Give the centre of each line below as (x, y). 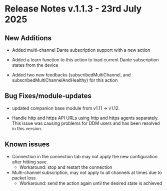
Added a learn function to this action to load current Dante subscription (85, 60)
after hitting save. (30, 162)
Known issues (27, 145)
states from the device (35, 65)
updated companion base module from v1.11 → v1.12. (66, 108)
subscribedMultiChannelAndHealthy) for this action (65, 80)
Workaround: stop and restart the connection (66, 167)
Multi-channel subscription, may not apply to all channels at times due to (87, 172)
